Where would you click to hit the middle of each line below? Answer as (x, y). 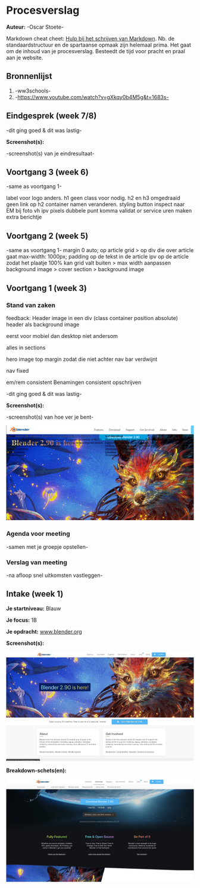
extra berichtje (24, 217)
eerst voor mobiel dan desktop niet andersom (62, 336)
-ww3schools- (33, 91)
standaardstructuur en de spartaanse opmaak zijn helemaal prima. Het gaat (99, 45)
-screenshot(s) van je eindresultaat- (50, 153)
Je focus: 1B (21, 620)
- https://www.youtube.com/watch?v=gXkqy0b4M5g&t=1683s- (92, 97)
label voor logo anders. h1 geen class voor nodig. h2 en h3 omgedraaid (93, 198)
